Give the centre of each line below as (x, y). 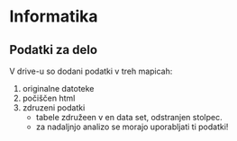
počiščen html (49, 98)
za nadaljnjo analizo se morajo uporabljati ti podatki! (132, 127)
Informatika (54, 17)
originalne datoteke (58, 88)
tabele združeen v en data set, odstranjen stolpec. (129, 117)
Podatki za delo (53, 50)
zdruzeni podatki (54, 108)
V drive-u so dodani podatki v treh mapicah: (91, 71)
